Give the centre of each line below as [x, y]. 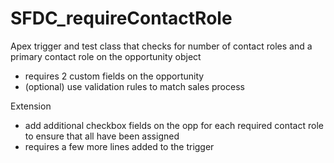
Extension [31, 106]
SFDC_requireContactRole [121, 18]
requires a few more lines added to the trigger [119, 146]
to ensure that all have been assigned [102, 136]
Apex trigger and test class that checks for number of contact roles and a [161, 46]
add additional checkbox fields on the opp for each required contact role [174, 125]
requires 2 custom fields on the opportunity [114, 76]
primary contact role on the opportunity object [106, 56]
